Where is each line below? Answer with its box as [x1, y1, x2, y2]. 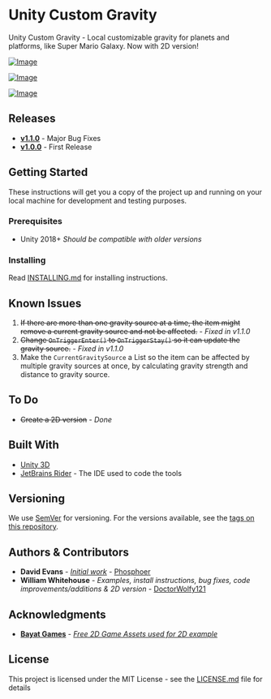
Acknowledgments [8, 607, 107, 621]
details [8, 683, 31, 693]
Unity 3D [19, 460, 50, 470]
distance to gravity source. [19, 369, 110, 379]
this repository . [8, 521, 59, 532]
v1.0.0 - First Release [19, 142, 92, 152]
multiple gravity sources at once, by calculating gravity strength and [19, 361, 248, 371]
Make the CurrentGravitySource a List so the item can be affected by [19, 352, 250, 362]
